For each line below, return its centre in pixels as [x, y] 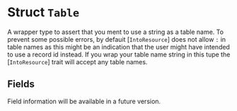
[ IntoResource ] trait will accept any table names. [77, 62]
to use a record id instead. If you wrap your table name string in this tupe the [119, 54]
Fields [21, 84]
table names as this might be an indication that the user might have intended [118, 47]
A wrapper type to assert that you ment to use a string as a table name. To [116, 32]
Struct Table [44, 12]
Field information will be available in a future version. [84, 101]
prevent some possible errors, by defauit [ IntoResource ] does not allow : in [117, 39]
